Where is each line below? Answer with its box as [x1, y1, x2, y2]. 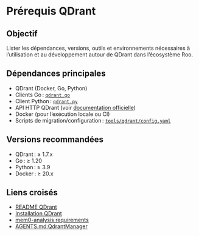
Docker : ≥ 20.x [15, 170, 54, 177]
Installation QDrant [15, 210, 62, 217]
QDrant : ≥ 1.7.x [15, 150, 53, 158]
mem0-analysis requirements [15, 217, 89, 224]
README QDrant [15, 203, 57, 211]
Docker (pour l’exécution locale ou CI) [15, 110, 110, 118]
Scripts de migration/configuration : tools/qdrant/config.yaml [15, 116, 171, 124]
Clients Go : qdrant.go [15, 91, 70, 98]
